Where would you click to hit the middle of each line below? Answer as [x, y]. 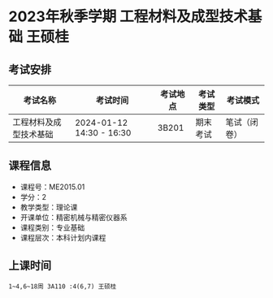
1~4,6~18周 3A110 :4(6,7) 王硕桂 [63, 286]
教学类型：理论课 [49, 207]
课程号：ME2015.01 [52, 187]
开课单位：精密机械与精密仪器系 [74, 217]
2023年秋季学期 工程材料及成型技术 [128, 17]
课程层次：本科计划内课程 [63, 237]
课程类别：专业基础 [52, 227]
